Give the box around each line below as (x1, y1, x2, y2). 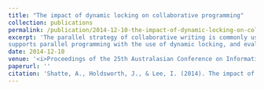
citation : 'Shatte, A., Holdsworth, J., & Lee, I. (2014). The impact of (8, 70, 255, 77)
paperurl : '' (8, 63, 51, 70)
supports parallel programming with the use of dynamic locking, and (8, 41, 241, 49)
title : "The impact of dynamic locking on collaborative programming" (8, 11, 244, 20)
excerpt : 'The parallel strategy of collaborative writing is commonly (8, 33, 247, 41)
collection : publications (8, 19, 93, 27)
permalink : (8, 26, 44, 34)
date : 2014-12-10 (8, 48, 65, 56)
